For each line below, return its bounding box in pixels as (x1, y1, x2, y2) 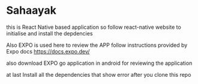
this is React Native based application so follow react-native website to (6, 23, 181, 31)
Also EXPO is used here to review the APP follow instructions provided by (6, 41, 188, 49)
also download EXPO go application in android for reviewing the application (6, 59, 193, 67)
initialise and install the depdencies (6, 29, 93, 37)
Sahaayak (6, 4, 57, 17)
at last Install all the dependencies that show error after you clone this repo (6, 71, 191, 78)
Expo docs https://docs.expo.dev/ (6, 47, 90, 55)
